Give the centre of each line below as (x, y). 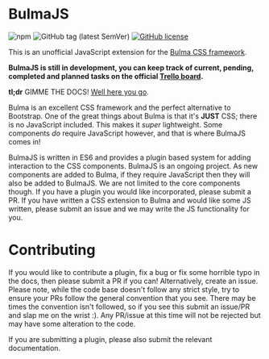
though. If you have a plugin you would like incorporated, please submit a (130, 191)
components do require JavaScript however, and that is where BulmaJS (127, 133)
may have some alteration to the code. (72, 324)
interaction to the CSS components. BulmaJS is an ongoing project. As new (133, 165)
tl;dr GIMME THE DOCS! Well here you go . (79, 92)
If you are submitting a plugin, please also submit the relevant (110, 339)
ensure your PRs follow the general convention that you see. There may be (132, 298)
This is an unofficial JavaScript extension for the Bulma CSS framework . (128, 52)
